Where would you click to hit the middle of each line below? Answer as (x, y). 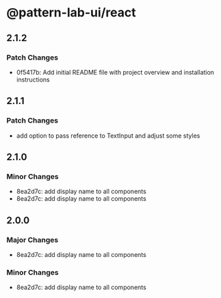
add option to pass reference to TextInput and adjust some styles (108, 136)
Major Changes (32, 240)
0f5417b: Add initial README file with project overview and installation (115, 72)
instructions (33, 79)
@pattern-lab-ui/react (71, 13)
